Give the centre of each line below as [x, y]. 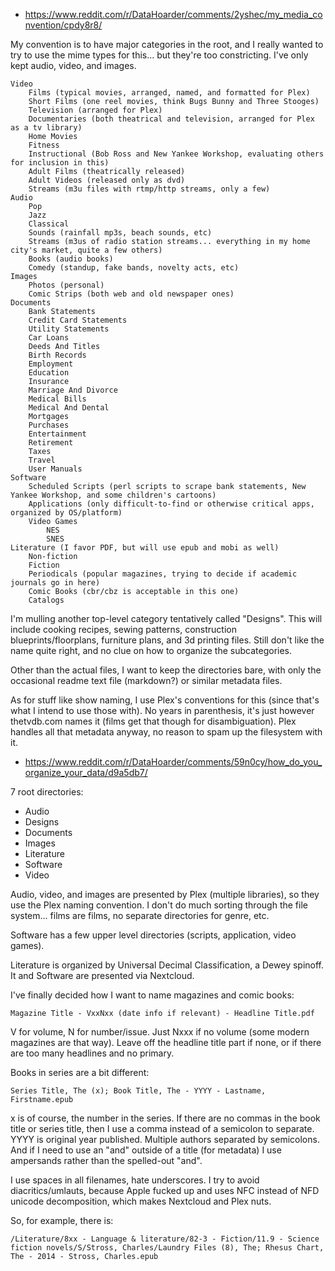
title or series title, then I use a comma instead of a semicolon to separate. [162, 1128]
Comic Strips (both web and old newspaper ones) [131, 294]
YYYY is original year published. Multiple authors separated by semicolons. [165, 1139]
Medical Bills [57, 399]
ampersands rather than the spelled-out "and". [106, 1160]
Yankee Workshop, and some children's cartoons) [113, 495]
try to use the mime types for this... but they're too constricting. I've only [159, 55]
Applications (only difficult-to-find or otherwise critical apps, [171, 504]
